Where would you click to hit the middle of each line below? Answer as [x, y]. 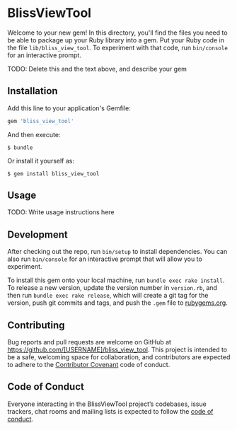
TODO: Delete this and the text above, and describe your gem [97, 69]
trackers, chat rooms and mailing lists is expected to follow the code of [110, 411]
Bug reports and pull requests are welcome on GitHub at [89, 342]
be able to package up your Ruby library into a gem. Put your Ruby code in [116, 40]
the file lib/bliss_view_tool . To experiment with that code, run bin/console [118, 47]
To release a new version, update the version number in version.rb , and [112, 288]
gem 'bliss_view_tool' [41, 121]
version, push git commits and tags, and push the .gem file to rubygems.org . [118, 303]
